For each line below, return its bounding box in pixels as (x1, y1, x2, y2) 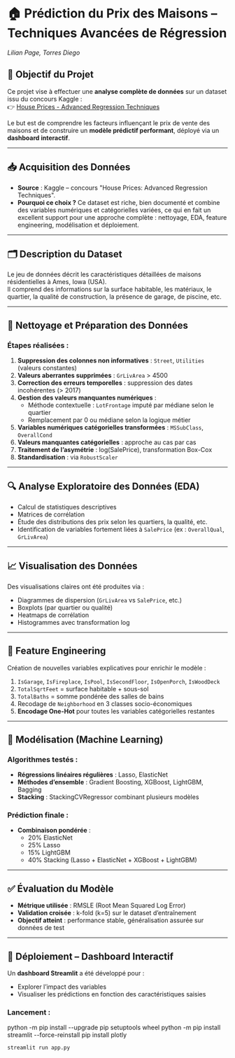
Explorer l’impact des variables (17, 982, 107, 991)
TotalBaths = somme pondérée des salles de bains (17, 692, 164, 700)
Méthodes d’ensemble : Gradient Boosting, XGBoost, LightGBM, (17, 778, 204, 787)
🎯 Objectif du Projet (7, 69, 94, 80)
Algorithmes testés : (7, 754, 78, 764)
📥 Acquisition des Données (7, 162, 131, 174)
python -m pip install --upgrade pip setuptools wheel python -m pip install (7, 1023, 221, 1032)
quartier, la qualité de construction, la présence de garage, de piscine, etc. (7, 292, 222, 301)
